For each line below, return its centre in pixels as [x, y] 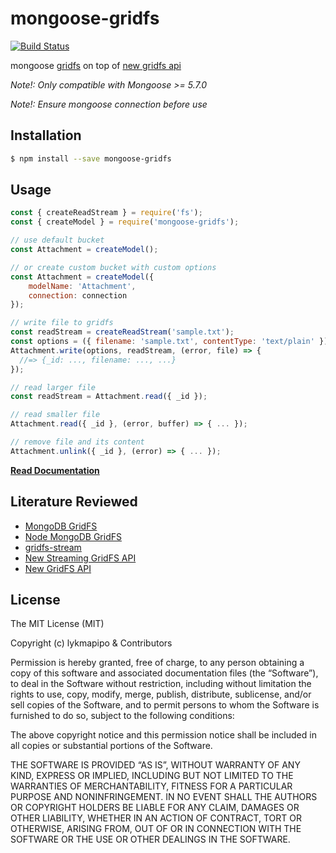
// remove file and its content [77, 442]
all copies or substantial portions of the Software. [111, 746]
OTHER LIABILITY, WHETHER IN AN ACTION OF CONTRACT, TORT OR [156, 818]
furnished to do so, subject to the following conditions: [122, 716]
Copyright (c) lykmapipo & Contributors [91, 643]
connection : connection [78, 295]
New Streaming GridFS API [80, 558]
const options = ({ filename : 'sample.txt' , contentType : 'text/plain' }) [169, 342]
